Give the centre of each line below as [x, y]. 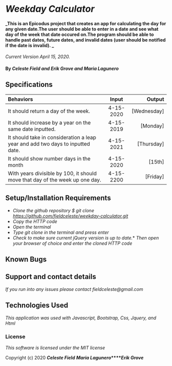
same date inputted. [32, 129]
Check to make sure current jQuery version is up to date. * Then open [86, 237]
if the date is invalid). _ [30, 45]
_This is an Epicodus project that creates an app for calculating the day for [86, 23]
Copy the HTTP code [35, 221]
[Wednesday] [148, 111]
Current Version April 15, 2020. [38, 57]
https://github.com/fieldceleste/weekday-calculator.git [70, 216]
